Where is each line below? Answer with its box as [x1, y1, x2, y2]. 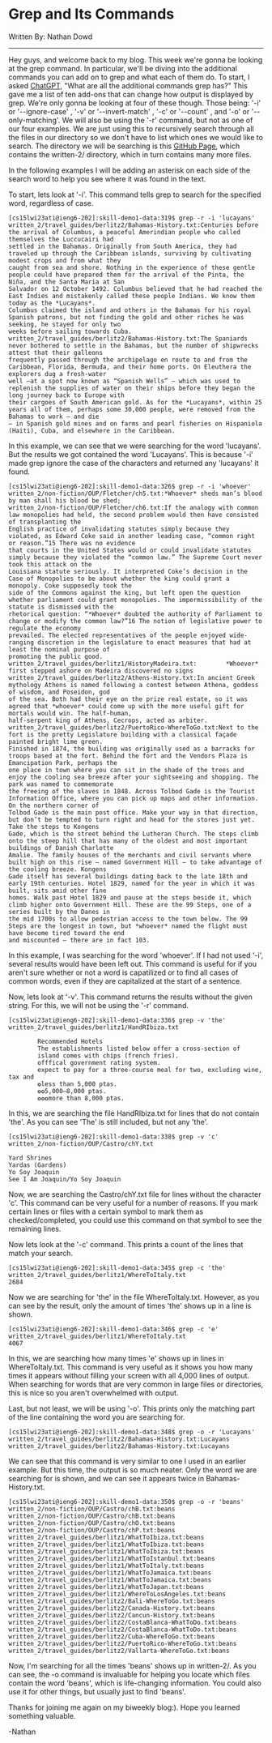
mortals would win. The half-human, [8, 709, 132, 717]
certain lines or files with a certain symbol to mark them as [8, 1207, 204, 1216]
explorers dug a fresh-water [8, 370, 107, 378]
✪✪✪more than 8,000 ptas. [37, 1094, 125, 1102]
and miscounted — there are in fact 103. [8, 936, 151, 944]
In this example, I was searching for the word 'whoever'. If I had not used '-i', [8, 950, 264, 960]
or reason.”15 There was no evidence [8, 539, 136, 547]
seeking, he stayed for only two [8, 320, 121, 328]
